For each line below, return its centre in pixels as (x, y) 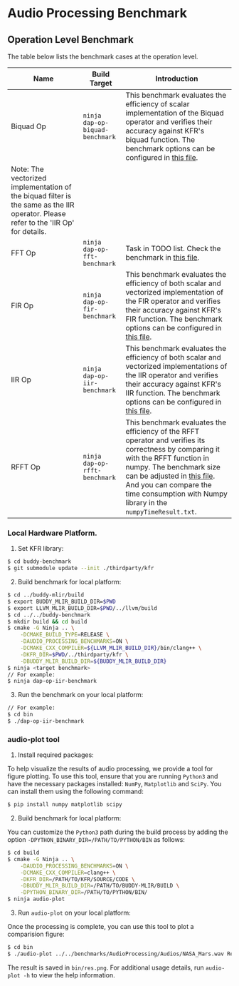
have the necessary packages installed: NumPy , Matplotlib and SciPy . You (115, 784)
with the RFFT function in (168, 458)
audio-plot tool (34, 739)
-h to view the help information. (69, 975)
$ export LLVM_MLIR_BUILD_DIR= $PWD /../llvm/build (83, 608)
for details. (29, 232)
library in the (147, 503)
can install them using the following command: (75, 792)
